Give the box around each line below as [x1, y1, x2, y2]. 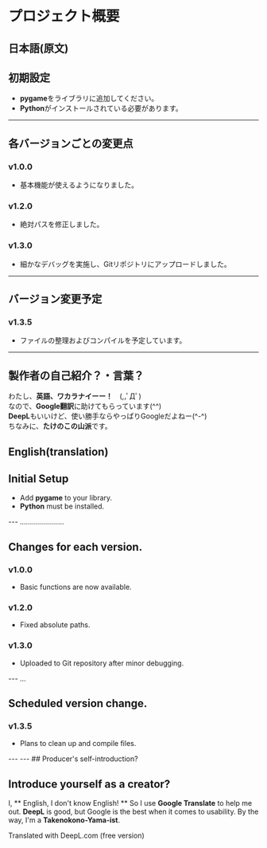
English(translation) [8, 445, 109, 458]
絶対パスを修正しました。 [19, 220, 104, 230]
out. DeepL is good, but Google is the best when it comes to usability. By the [8, 807, 259, 817]
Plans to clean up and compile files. [19, 739, 137, 748]
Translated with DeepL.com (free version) [8, 830, 145, 841]
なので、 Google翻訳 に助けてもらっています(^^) [8, 402, 162, 411]
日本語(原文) [8, 41, 69, 55]
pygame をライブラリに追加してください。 [19, 93, 159, 104]
